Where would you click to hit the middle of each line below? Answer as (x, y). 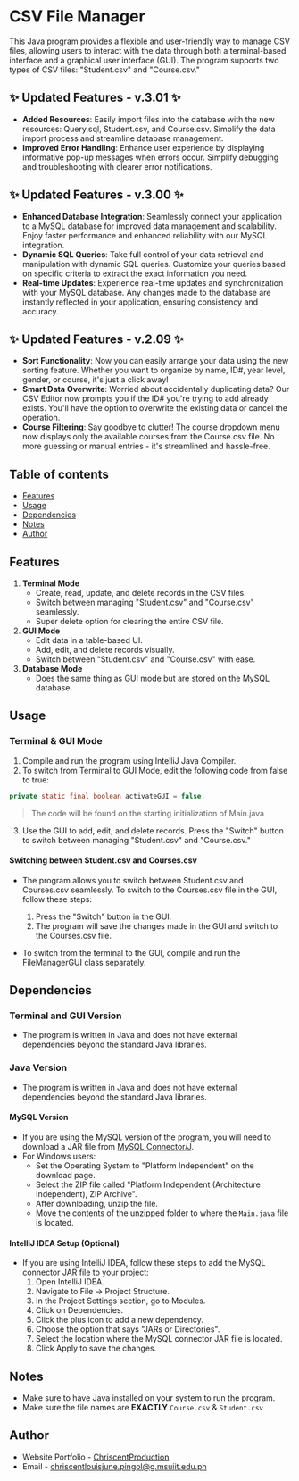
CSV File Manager (77, 17)
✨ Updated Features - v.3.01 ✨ (95, 98)
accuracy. (41, 311)
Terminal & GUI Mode (56, 741)
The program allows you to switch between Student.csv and (133, 880)
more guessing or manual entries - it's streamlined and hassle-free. (146, 446)
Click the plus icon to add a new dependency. (119, 1320)
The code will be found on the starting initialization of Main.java (148, 813)
